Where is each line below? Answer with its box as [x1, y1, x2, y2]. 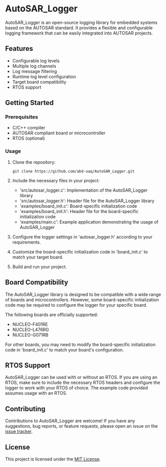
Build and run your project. [12, 263, 67, 269]
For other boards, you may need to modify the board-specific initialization [5, 342, 156, 348]
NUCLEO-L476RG [12, 327, 50, 333]
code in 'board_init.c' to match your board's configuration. [5, 347, 124, 352]
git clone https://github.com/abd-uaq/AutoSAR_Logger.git [12, 169, 135, 174]
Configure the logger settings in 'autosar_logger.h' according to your [12, 233, 153, 239]
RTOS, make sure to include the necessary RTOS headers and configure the [5, 379, 160, 386]
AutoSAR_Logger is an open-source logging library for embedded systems [5, 19, 158, 25]
